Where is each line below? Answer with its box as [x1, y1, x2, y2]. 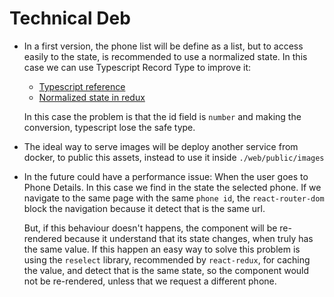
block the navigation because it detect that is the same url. [23, 202, 266, 214]
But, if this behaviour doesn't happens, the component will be [23, 222, 278, 234]
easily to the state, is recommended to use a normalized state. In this [23, 50, 308, 62]
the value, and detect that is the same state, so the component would [23, 264, 310, 276]
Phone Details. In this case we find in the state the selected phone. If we [23, 181, 322, 193]
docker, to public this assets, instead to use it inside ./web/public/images [23, 151, 325, 163]
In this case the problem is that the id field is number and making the [23, 110, 302, 122]
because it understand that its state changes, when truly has [63, 232, 314, 244]
